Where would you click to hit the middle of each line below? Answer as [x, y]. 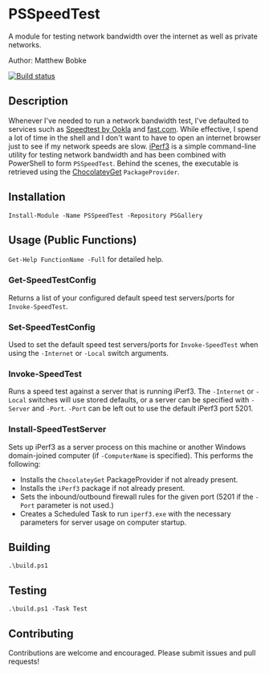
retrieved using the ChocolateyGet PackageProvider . [94, 172]
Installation [37, 197]
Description [38, 101]
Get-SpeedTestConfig [52, 280]
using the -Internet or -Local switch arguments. [88, 353]
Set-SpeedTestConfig [52, 327]
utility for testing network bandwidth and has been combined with [117, 154]
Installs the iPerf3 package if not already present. [102, 488]
